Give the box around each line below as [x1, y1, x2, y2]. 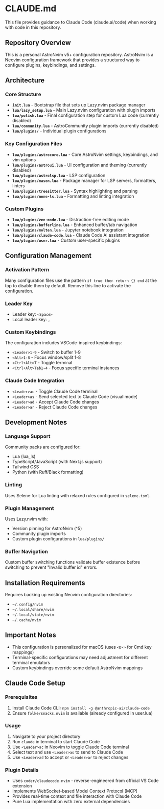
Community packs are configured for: [5, 444, 81, 450]
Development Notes [5, 418, 67, 427]
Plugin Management [5, 505, 54, 511]
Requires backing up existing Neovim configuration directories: [5, 592, 132, 597]
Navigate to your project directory [12, 733, 81, 739]
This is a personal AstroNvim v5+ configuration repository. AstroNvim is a [5, 51, 154, 57]
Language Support [5, 432, 50, 439]
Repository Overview [5, 39, 71, 47]
